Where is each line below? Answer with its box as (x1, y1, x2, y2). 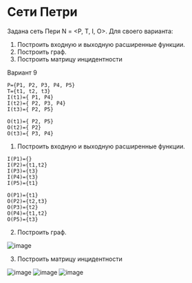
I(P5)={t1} (7, 179, 39, 186)
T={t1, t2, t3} (7, 88, 51, 95)
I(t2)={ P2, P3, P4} (7, 99, 67, 107)
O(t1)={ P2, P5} (7, 118, 54, 125)
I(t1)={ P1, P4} (7, 94, 54, 101)
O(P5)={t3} (7, 215, 39, 223)
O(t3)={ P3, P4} (7, 130, 54, 137)
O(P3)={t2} (7, 204, 39, 211)
